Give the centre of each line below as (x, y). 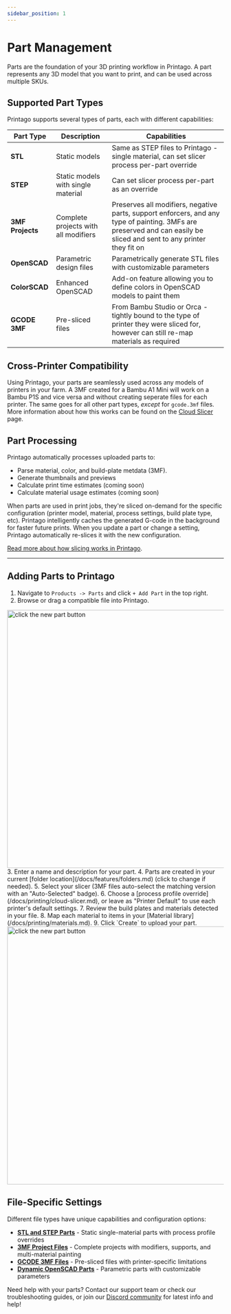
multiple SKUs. (28, 81)
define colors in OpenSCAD (156, 288)
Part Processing (42, 441)
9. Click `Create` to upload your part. (145, 923)
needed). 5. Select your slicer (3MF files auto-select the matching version (111, 886)
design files (75, 268)
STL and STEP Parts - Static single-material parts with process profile (116, 1232)
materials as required (146, 341)
